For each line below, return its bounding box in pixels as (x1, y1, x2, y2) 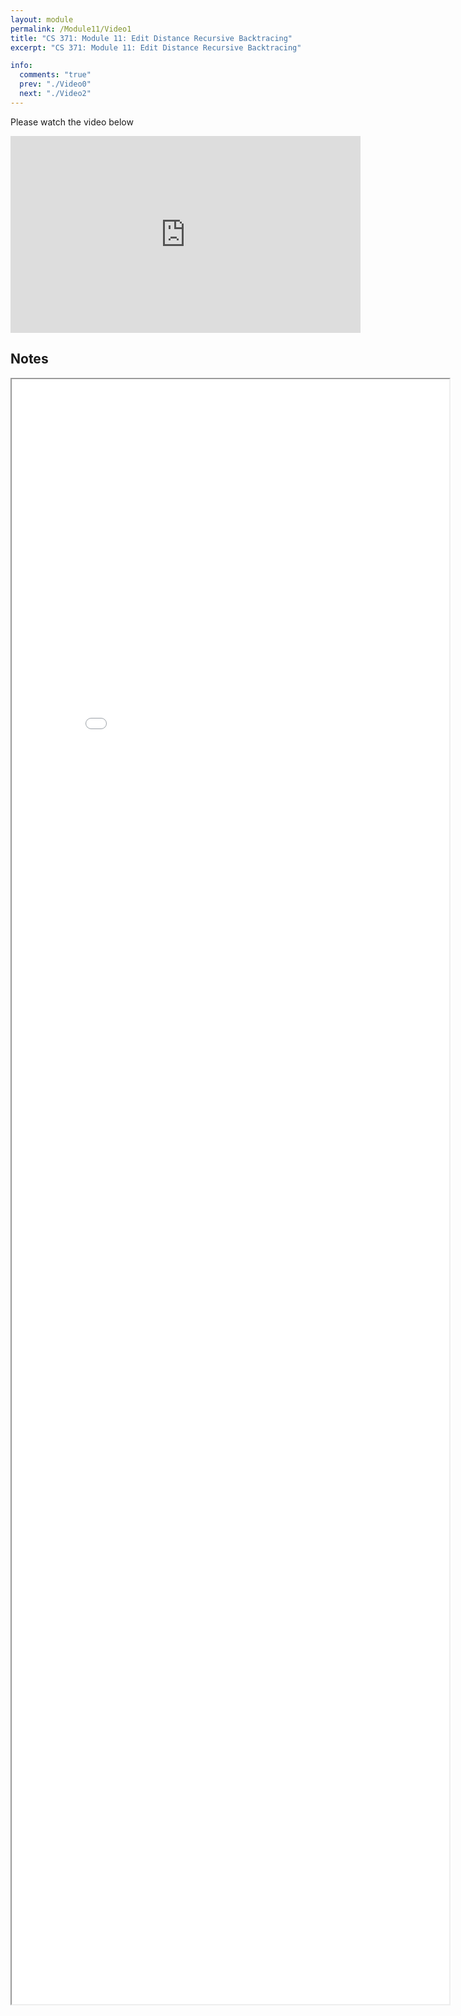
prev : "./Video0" (19, 79, 92, 90)
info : (10, 61, 33, 71)
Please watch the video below (10, 116, 134, 128)
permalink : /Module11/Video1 (10, 24, 132, 34)
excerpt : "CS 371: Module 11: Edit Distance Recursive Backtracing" (10, 42, 302, 53)
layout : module (10, 14, 74, 25)
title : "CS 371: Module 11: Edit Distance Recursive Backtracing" (10, 33, 293, 43)
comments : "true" (19, 70, 92, 80)
